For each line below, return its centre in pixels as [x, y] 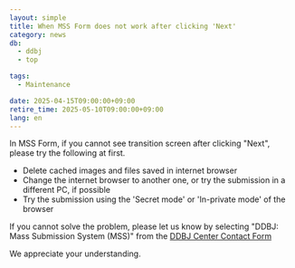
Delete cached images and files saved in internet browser [130, 171]
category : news [38, 34]
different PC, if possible [67, 190]
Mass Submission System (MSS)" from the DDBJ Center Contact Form [141, 236]
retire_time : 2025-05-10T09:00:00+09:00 [87, 110]
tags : [19, 77]
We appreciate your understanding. [76, 254]
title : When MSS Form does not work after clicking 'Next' [123, 26]
